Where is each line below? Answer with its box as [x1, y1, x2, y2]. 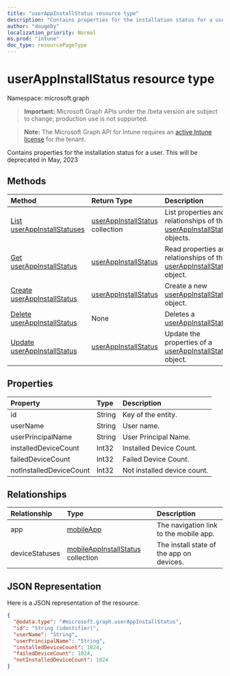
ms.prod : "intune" [7, 36, 60, 42]
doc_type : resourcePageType [7, 42, 88, 49]
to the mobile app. [156, 529, 215, 538]
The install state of [156, 540, 217, 550]
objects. [164, 233, 190, 242]
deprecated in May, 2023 [7, 155, 79, 164]
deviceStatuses [10, 549, 60, 558]
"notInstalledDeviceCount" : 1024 [13, 657, 109, 664]
